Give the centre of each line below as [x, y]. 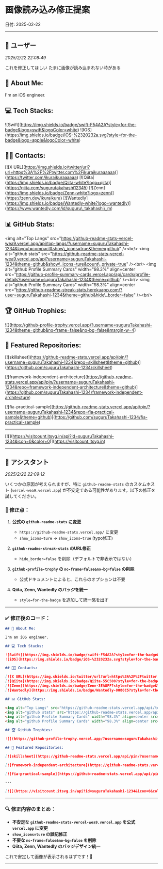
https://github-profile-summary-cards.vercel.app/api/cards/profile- [83, 274]
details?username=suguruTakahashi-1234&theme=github [62, 280]
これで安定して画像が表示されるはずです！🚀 [49, 857]
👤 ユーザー [21, 46]
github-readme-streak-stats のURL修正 [51, 548]
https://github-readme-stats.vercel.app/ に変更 [69, 532]
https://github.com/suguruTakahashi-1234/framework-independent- [75, 392]
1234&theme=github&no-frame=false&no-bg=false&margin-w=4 [70, 330]
